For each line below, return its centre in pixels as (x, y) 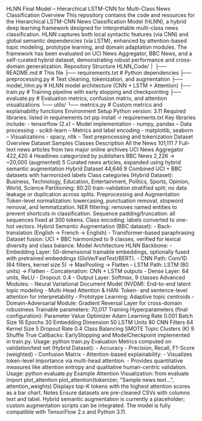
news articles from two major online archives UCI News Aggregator (100, 149)
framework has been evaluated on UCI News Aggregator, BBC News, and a (99, 53)
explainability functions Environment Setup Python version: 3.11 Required (96, 111)
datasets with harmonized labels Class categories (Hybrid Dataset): (90, 175)
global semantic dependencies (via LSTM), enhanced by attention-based (97, 41)
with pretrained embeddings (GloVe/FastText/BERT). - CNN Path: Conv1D (97, 258)
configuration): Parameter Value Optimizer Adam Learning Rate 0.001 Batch (100, 316)
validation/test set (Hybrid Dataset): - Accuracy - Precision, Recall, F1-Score (101, 348)
